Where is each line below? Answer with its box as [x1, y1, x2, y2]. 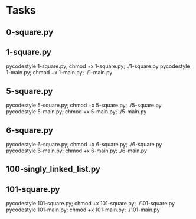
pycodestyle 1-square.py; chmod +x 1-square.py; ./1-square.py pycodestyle [6, 63, 190, 70]
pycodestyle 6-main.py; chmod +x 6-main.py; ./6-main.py [6, 147, 148, 154]
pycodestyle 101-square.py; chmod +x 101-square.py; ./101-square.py [6, 200, 175, 207]
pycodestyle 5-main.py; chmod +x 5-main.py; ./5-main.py [6, 108, 147, 115]
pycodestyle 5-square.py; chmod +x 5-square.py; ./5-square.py [6, 102, 162, 109]
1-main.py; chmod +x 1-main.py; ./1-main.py [6, 69, 113, 76]
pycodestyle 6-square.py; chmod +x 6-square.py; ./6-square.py [6, 141, 162, 148]
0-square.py [6, 27, 54, 37]
